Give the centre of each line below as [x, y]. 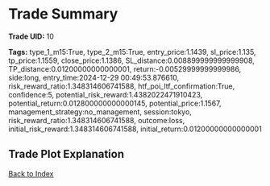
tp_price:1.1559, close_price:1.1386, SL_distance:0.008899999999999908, [132, 60]
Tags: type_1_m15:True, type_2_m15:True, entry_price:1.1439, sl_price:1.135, [132, 52]
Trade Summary [63, 14]
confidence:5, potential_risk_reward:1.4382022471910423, [106, 94]
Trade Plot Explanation [66, 154]
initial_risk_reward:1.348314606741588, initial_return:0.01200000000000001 [135, 129]
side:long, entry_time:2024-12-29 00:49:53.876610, [94, 77]
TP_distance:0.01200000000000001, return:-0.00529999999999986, [125, 68]
